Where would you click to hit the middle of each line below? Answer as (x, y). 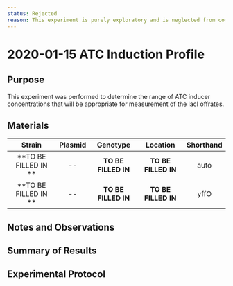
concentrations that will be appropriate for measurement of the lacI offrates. (116, 104)
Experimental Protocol (57, 274)
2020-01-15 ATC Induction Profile (106, 54)
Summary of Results (52, 251)
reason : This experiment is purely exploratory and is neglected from (111, 20)
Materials (28, 125)
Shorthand (204, 145)
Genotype (113, 145)
